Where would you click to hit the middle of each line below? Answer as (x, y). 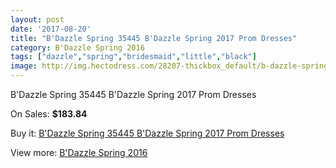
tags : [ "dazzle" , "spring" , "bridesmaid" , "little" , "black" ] (133, 57)
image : (24, 66)
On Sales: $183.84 (49, 114)
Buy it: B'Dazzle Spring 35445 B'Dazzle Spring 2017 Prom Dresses (147, 133)
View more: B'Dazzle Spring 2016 (79, 152)
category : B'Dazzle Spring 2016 (77, 47)
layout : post (37, 19)
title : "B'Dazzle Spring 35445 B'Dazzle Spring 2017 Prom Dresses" (154, 38)
